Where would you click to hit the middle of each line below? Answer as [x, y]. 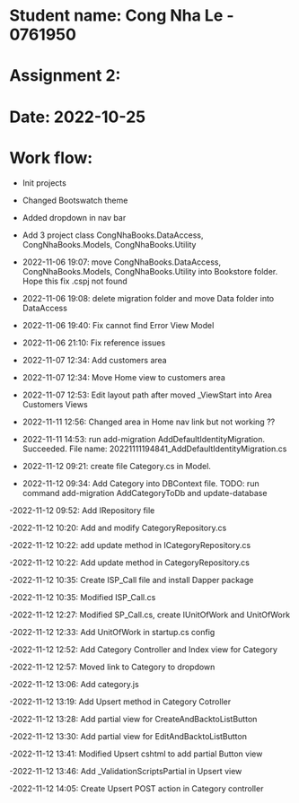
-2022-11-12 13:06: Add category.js [74, 684]
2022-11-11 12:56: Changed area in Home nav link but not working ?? [149, 422]
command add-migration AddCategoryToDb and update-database [145, 493]
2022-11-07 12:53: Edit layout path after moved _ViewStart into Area [147, 395]
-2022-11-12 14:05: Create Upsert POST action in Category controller [136, 788]
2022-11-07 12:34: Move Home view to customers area [124, 377]
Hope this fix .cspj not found [75, 281]
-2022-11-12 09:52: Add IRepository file [82, 510]
